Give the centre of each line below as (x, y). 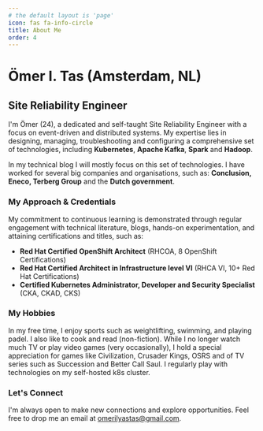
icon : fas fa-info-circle (50, 23)
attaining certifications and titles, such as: (76, 236)
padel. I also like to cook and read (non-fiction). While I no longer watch (124, 339)
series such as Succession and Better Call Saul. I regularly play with (118, 364)
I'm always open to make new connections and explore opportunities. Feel (129, 410)
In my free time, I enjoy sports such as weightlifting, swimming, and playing (130, 330)
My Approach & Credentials (62, 202)
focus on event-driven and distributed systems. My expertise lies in (117, 133)
